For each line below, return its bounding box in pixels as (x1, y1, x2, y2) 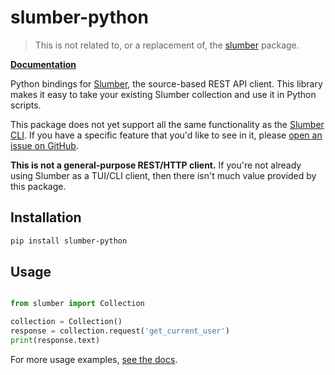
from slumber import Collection (10, 299, 145, 309)
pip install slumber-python (10, 236, 128, 246)
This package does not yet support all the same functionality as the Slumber (10, 118, 325, 130)
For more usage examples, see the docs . (10, 353, 178, 365)
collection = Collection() (10, 317, 123, 327)
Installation (10, 209, 82, 226)
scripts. (10, 99, 42, 111)
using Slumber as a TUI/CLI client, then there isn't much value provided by (10, 169, 317, 181)
